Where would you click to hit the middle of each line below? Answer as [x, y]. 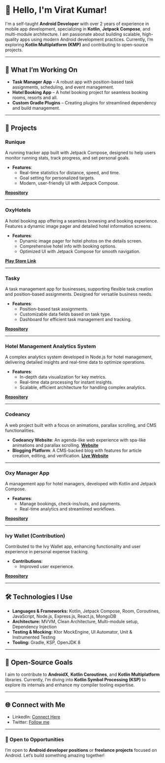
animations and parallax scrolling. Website [55, 445]
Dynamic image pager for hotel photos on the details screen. [81, 241]
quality [12, 39]
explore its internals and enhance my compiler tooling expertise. [70, 685]
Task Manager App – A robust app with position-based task [73, 82]
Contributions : [27, 561]
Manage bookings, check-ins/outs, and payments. [70, 504]
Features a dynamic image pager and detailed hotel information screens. [79, 226]
